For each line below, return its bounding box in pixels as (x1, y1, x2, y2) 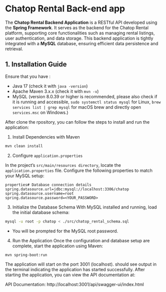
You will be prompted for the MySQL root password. (12, 228, 119, 234)
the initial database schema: (12, 209, 70, 215)
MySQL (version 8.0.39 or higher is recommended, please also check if (12, 93, 158, 99)
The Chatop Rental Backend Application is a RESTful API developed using (5, 19, 157, 25)
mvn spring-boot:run (5, 252, 48, 257)
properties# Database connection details (5, 182, 92, 187)
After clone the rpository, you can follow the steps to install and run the (5, 119, 150, 125)
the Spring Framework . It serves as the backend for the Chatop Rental (5, 24, 149, 30)
